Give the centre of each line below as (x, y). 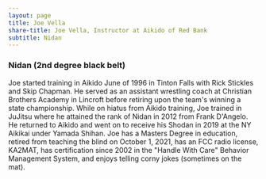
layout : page (30, 15)
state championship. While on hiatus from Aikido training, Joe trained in (125, 108)
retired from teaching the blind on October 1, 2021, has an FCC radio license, (133, 141)
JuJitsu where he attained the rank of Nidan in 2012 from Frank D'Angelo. (128, 116)
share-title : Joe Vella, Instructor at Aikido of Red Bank (108, 30)
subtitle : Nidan (35, 38)
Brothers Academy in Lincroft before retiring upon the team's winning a (125, 99)
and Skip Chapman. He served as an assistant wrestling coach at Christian (130, 91)
